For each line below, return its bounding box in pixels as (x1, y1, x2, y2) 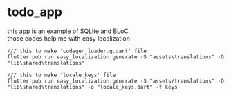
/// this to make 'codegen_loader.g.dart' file (7, 47, 147, 54)
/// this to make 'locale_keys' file (7, 72, 116, 78)
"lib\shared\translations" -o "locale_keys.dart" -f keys (7, 83, 178, 90)
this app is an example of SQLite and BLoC (7, 27, 129, 35)
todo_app (7, 4, 62, 20)
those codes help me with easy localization (7, 34, 130, 42)
